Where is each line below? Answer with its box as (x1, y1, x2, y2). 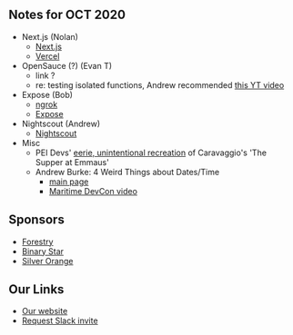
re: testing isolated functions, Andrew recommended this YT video (35, 79, 285, 90)
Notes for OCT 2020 (8, 7, 126, 23)
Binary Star (21, 245, 65, 257)
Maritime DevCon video (48, 185, 138, 196)
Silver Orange (21, 255, 74, 266)
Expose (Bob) (21, 89, 74, 100)
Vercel (35, 50, 60, 62)
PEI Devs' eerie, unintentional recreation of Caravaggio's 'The (35, 147, 268, 158)
